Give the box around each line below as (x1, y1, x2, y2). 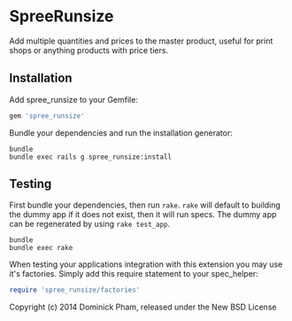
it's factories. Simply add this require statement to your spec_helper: (9, 269, 258, 279)
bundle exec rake (9, 244, 73, 253)
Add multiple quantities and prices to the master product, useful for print (9, 35, 273, 46)
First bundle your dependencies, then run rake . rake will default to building (9, 200, 281, 210)
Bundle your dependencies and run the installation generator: (9, 127, 233, 138)
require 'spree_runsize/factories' (9, 286, 141, 294)
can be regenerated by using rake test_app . (9, 219, 171, 230)
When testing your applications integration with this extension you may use (9, 259, 283, 270)
